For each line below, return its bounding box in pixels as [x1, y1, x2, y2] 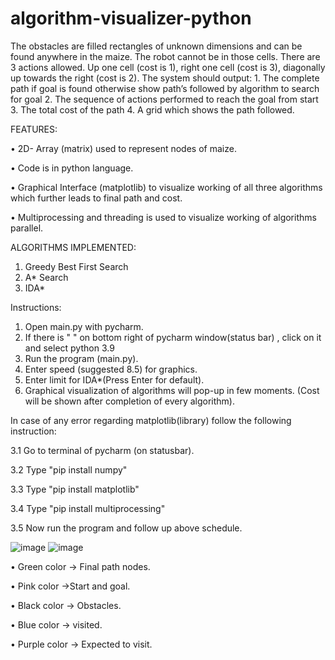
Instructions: [10, 301, 62, 313]
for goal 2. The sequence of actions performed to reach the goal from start [10, 93, 319, 105]
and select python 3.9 [24, 342, 115, 354]
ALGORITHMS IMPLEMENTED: [10, 241, 137, 253]
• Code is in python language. [10, 162, 134, 174]
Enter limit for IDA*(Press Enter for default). [24, 373, 205, 386]
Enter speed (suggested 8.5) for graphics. [24, 363, 198, 375]
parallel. [10, 222, 44, 234]
